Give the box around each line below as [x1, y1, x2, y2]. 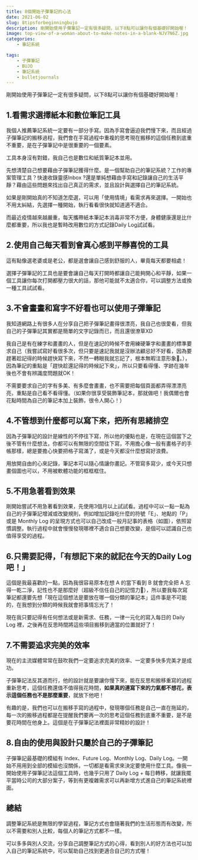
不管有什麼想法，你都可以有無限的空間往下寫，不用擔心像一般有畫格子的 [11, 440, 187, 447]
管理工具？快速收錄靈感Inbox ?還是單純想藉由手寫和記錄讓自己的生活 [11, 174, 179, 181]
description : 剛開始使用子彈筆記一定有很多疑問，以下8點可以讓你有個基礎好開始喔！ [6, 25, 188, 31]
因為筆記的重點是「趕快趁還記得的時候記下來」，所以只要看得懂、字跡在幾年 [6, 362, 190, 369]
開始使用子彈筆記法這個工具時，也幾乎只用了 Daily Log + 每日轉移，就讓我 [6, 769, 187, 776]
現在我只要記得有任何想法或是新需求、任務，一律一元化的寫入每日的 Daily [6, 614, 185, 621]
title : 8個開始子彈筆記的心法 [6, 8, 72, 15]
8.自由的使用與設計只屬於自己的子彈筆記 [6, 738, 153, 748]
